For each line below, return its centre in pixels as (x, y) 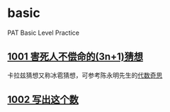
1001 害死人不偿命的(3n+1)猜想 (75, 57)
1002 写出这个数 (43, 100)
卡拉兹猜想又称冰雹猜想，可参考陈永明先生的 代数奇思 (85, 75)
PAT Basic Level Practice (44, 33)
